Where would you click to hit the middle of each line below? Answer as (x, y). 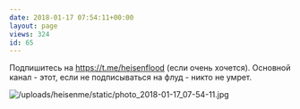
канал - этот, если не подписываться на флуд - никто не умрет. (131, 78)
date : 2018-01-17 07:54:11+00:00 (72, 17)
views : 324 (30, 34)
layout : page (34, 26)
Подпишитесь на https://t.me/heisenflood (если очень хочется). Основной (150, 68)
